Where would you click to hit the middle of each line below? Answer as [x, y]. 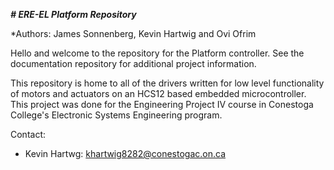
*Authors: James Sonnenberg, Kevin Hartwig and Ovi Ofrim [133, 33]
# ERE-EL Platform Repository [73, 14]
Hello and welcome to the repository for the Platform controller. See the [157, 53]
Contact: [28, 134]
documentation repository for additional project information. [133, 63]
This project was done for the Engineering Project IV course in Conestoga [162, 104]
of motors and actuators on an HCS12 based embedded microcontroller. [158, 93]
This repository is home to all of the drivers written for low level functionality [167, 83]
